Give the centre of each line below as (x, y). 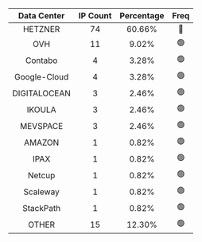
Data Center (41, 16)
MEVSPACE (41, 126)
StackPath (42, 208)
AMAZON (41, 142)
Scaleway (41, 192)
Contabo (41, 60)
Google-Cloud (42, 76)
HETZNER (41, 29)
